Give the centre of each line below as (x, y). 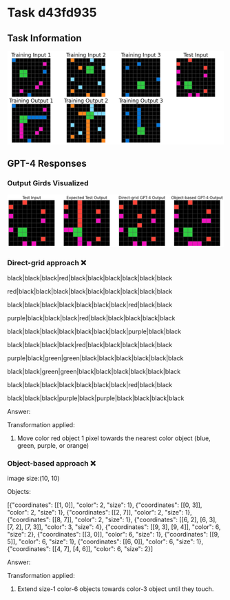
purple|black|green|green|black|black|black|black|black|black (95, 358)
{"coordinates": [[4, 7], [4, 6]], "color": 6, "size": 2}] (80, 548)
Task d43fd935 (52, 13)
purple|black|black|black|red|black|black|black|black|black (91, 318)
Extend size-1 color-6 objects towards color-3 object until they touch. (115, 589)
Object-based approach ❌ (52, 463)
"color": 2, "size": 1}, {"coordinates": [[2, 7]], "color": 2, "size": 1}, (100, 512)
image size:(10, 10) (33, 478)
